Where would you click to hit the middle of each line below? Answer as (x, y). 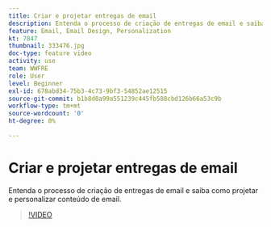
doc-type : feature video (50, 53)
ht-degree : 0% (32, 121)
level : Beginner (35, 83)
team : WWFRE (28, 69)
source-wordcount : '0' (46, 114)
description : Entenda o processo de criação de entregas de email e (126, 23)
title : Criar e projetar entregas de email (83, 16)
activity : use (32, 61)
